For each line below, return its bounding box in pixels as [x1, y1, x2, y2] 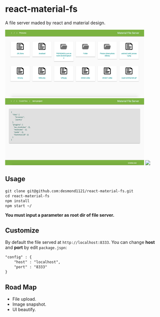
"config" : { [5, 255, 32, 260]
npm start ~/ [5, 203, 32, 208]
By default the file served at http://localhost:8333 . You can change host [5, 239, 155, 245]
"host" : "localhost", [14, 260, 61, 265]
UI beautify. [12, 307, 36, 313]
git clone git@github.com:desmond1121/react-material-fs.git [5, 189, 134, 194]
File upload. [12, 296, 37, 302]
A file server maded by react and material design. [5, 20, 106, 26]
